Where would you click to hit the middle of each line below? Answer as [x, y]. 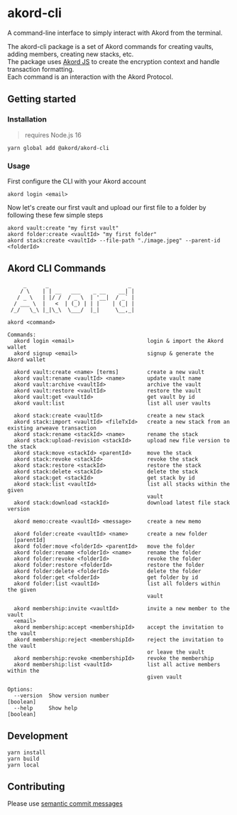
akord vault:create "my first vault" [63, 228]
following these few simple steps [55, 215]
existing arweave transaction [52, 428]
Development [38, 736]
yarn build [23, 759]
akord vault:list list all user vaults [112, 403]
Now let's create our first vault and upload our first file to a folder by [107, 207]
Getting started [42, 99]
